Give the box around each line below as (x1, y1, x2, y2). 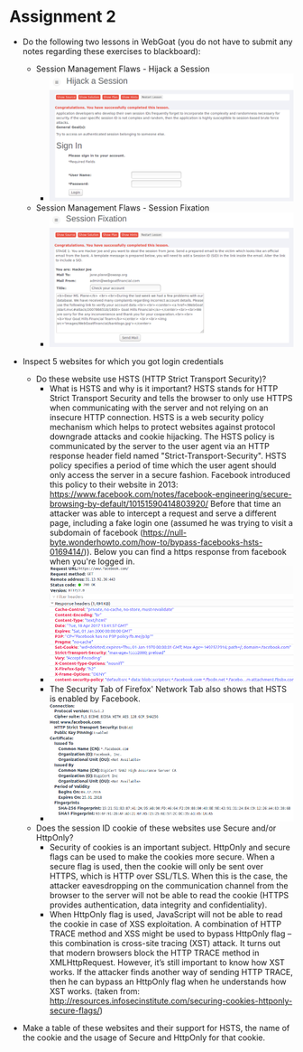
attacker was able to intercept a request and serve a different (49, 508, 277, 519)
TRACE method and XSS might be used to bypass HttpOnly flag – (49, 928, 292, 939)
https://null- (142, 527, 188, 538)
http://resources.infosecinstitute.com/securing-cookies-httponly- (49, 996, 293, 1007)
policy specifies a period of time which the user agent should (49, 459, 277, 471)
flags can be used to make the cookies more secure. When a (49, 851, 275, 862)
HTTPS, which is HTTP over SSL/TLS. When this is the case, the (49, 870, 289, 882)
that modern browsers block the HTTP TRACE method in (49, 947, 260, 959)
